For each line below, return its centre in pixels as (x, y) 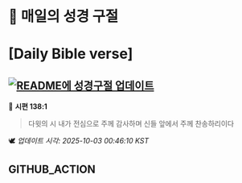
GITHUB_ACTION (52, 169)
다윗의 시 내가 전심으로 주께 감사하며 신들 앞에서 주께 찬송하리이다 (131, 124)
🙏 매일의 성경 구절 (64, 17)
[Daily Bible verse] (71, 54)
